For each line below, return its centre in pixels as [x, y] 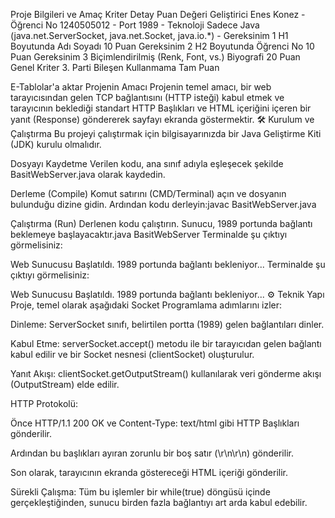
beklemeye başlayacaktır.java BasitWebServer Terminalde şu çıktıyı [149, 234]
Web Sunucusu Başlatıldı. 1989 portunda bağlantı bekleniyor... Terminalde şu [168, 264]
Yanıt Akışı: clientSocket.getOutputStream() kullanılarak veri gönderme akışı [166, 373]
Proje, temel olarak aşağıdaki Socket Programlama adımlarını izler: [146, 305]
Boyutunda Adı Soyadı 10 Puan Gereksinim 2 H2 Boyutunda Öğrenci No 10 [162, 46]
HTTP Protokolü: [44, 403]
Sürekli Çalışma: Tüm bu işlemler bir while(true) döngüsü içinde [140, 492]
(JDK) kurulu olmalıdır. [56, 144]
